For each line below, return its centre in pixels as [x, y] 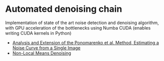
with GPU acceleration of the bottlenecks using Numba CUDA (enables [78, 28]
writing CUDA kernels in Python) [38, 33]
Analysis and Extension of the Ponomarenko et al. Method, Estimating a [85, 42]
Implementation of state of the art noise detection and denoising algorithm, [82, 23]
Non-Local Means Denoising [42, 53]
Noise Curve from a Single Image [46, 48]
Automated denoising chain [64, 9]
